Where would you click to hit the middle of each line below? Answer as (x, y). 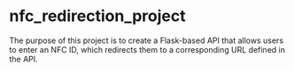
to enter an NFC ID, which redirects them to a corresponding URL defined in (147, 49)
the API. (23, 59)
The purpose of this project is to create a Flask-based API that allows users (147, 40)
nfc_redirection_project (97, 16)
